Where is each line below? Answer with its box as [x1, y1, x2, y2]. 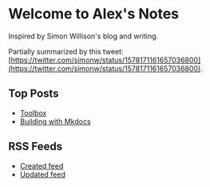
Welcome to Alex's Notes [8, 5, 180, 23]
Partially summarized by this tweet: [8, 46, 124, 56]
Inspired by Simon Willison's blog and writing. [8, 31, 159, 41]
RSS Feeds [8, 140, 63, 153]
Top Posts [8, 87, 59, 101]
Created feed [19, 161, 64, 170]
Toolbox [19, 108, 47, 117]
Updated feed [19, 169, 66, 179]
